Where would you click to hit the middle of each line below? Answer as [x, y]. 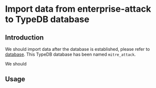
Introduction [25, 37]
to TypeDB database [47, 19]
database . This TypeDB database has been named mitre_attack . [70, 54]
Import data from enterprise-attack [78, 9]
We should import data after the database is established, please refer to [78, 49]
